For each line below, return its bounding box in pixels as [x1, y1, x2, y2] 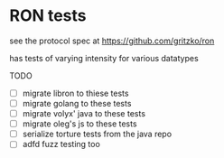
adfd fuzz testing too [22, 139, 101, 150]
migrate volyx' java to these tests [22, 108, 146, 119]
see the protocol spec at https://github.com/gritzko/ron [9, 35, 215, 46]
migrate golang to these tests [22, 98, 132, 108]
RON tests [9, 5, 88, 26]
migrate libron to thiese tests [22, 88, 129, 98]
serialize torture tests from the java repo [22, 128, 173, 140]
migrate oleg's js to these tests [22, 118, 137, 129]
